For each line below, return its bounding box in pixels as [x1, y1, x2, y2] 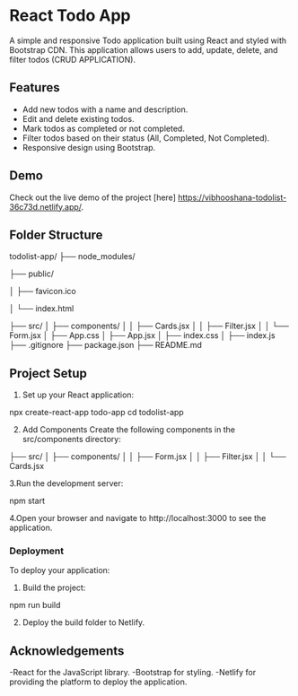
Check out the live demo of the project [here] [9, 192, 177, 203]
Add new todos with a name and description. [22, 104, 188, 115]
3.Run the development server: [9, 478, 124, 489]
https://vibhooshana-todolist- [178, 192, 287, 203]
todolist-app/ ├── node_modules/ [9, 251, 136, 262]
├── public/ [9, 268, 54, 279]
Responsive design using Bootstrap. [22, 142, 156, 152]
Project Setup [9, 365, 88, 381]
